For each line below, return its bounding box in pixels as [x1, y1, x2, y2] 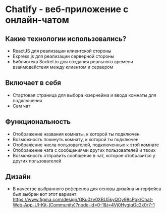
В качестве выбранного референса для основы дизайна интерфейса [12, 186, 161, 192]
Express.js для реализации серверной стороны [12, 53, 115, 59]
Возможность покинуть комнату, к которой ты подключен [12, 136, 139, 142]
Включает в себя [5, 78, 62, 87]
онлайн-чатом [5, 14, 70, 26]
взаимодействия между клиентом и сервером [12, 64, 114, 70]
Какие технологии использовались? [5, 34, 127, 43]
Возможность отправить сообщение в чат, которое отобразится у [12, 152, 155, 158]
